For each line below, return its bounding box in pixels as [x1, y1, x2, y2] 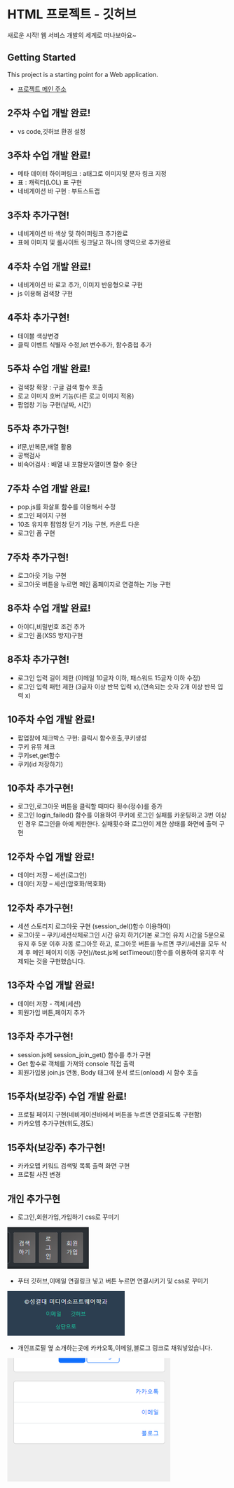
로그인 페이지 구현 [17, 511, 67, 520]
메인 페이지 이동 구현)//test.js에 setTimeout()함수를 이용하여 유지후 [32, 948, 217, 956]
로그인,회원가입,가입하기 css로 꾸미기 [17, 1213, 120, 1221]
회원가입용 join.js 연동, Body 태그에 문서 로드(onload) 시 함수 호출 [17, 1068, 198, 1076]
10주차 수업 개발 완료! [7, 714, 95, 726]
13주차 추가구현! [7, 1031, 74, 1042]
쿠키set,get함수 [17, 751, 61, 759]
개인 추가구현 [7, 1192, 61, 1205]
